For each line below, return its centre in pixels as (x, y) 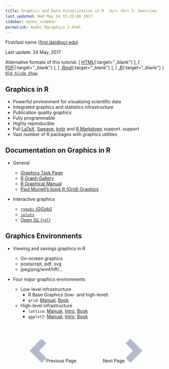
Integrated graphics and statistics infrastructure (63, 107)
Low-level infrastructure (46, 289)
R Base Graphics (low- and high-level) (68, 295)
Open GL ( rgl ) (36, 220)
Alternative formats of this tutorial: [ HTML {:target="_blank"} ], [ (72, 62)
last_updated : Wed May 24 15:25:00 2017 (49, 16)
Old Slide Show (22, 74)
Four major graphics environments (49, 279)
